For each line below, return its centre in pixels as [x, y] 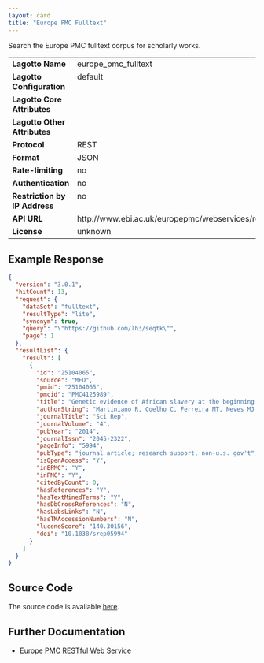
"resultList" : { [42, 351]
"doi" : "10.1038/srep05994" [82, 534]
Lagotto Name [39, 64]
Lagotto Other [38, 121]
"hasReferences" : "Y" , [73, 490]
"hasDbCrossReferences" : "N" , [86, 505]
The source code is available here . [64, 607]
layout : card [29, 15]
